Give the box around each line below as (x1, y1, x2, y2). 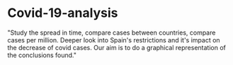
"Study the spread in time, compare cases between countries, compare (7, 28, 216, 37)
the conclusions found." (7, 51, 76, 59)
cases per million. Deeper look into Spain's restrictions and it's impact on (7, 35, 221, 44)
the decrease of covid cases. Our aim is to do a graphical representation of (7, 43, 227, 52)
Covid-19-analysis (7, 5, 118, 21)
